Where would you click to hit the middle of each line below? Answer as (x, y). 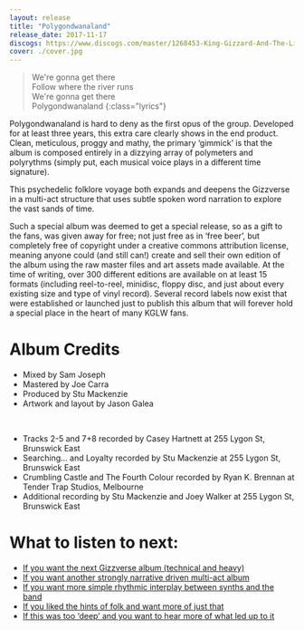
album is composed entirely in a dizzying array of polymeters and (131, 153)
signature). (29, 172)
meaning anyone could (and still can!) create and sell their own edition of (145, 256)
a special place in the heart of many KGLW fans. (99, 313)
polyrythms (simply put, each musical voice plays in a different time (135, 162)
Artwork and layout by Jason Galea (88, 403)
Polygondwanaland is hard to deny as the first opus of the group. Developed (152, 124)
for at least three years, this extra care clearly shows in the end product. (144, 133)
